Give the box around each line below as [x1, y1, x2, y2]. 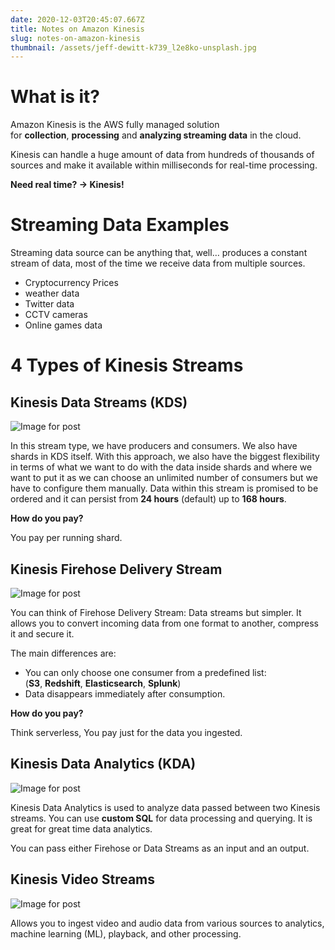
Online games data [24, 319, 103, 331]
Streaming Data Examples [10, 214, 230, 236]
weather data [24, 287, 80, 300]
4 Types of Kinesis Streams [10, 354, 244, 377]
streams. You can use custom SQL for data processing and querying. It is [10, 812, 313, 824]
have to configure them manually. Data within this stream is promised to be [10, 482, 319, 495]
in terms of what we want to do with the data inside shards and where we [10, 461, 313, 473]
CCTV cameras [24, 309, 88, 321]
